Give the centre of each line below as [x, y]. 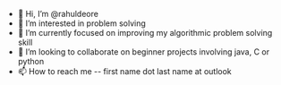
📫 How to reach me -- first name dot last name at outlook [125, 71]
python [31, 61]
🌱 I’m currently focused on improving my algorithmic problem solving [145, 33]
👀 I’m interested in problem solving [81, 23]
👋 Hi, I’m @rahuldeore [58, 14]
